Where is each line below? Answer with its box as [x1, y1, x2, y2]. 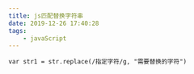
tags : [8, 27, 27, 35]
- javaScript [23, 34, 67, 43]
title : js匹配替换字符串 [8, 11, 83, 20]
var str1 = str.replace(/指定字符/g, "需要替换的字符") [8, 58, 188, 66]
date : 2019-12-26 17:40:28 [8, 19, 99, 27]
